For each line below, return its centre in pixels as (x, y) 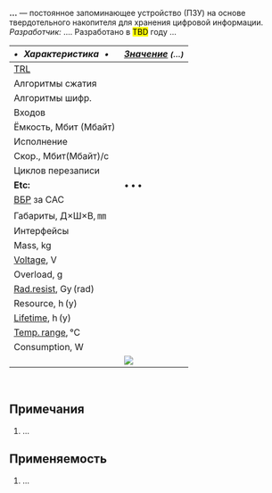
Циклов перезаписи (57, 171)
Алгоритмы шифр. (53, 98)
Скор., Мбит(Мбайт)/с (62, 156)
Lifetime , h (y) (42, 318)
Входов (30, 113)
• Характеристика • (62, 54)
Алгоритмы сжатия (55, 84)
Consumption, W (49, 347)
